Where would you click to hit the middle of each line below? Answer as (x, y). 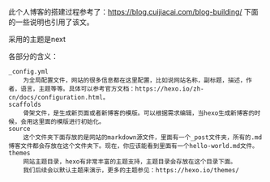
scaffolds (25, 104)
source (19, 129)
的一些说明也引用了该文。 (51, 22)
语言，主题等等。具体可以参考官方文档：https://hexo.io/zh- (112, 89)
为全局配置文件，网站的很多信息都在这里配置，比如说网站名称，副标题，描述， (135, 80)
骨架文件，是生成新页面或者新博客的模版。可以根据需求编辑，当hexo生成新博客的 (139, 113)
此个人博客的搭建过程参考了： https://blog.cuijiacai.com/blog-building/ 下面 (133, 12)
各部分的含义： (33, 56)
